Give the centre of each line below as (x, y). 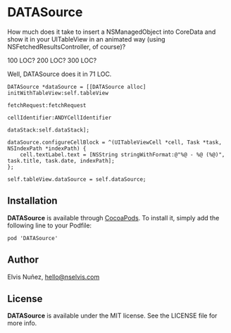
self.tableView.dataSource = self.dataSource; (77, 179)
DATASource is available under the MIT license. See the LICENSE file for (112, 316)
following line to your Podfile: (50, 225)
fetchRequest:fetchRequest (47, 105)
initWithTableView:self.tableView (58, 93)
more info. (22, 323)
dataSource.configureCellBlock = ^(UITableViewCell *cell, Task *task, (114, 142)
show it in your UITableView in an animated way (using (86, 39)
